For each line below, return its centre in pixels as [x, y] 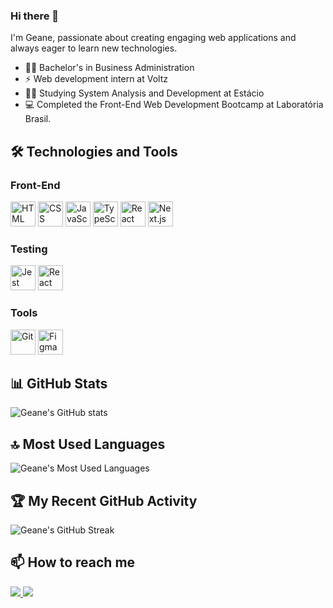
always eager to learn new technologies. [94, 48]
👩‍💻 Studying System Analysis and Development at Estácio [144, 93]
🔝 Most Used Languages [88, 444]
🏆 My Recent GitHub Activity [104, 500]
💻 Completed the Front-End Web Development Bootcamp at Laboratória [174, 105]
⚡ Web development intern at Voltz [96, 79]
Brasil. [38, 119]
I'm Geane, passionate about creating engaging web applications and [153, 38]
